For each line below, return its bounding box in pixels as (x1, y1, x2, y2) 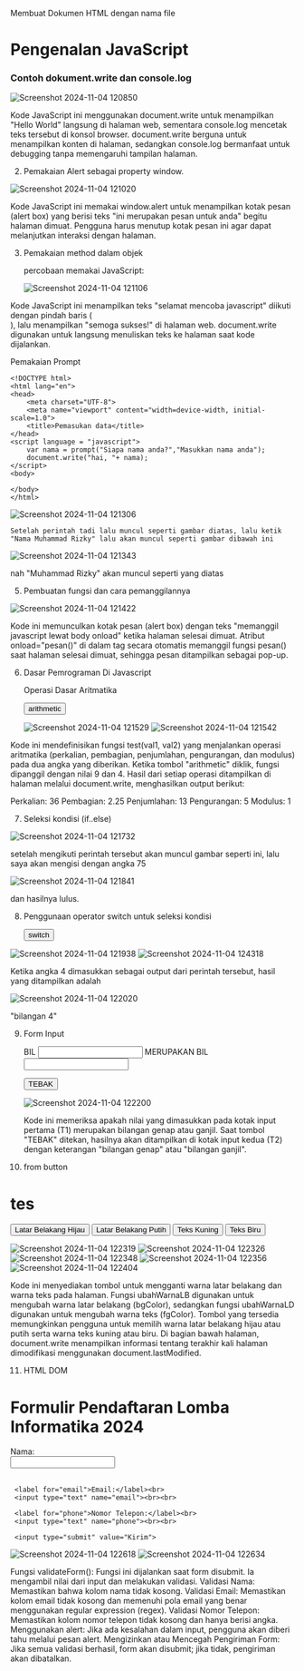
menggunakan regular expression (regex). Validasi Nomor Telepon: (10, 1605, 261, 1616)
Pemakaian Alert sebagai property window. (23, 166, 185, 177)
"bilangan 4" (10, 1011, 58, 1021)
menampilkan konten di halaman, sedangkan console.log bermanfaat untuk (10, 139, 290, 150)
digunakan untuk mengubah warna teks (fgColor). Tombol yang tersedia (10, 1309, 280, 1320)
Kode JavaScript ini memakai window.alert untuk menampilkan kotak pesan (10, 201, 291, 212)
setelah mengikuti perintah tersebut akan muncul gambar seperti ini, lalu (10, 848, 280, 860)
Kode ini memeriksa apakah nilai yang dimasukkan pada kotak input (23, 1115, 277, 1126)
